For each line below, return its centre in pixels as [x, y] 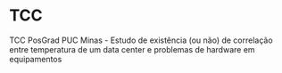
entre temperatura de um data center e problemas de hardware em [133, 49]
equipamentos [36, 59]
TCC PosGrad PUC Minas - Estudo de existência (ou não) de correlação [141, 40]
